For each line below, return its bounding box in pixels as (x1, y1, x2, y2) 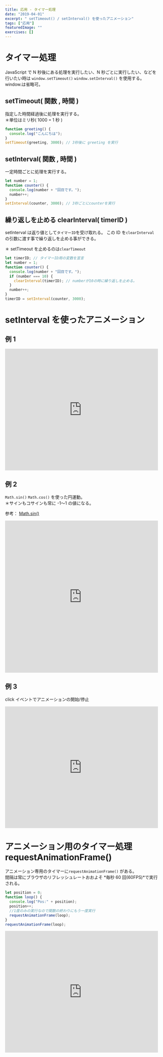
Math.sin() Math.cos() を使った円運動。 (5, 494, 85, 500)
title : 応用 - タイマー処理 (5, 7, 56, 12)
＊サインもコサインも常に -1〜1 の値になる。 (5, 500, 94, 506)
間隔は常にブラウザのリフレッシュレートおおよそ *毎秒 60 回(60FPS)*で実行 (5, 875, 158, 880)
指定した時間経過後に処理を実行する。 (5, 110, 81, 117)
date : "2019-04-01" (5, 12, 45, 17)
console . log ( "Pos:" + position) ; (9, 899, 77, 904)
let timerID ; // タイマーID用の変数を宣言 (5, 256, 84, 261)
